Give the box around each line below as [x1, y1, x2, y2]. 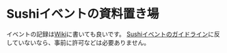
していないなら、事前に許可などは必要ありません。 [6, 38, 150, 46]
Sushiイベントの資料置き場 [6, 6, 159, 22]
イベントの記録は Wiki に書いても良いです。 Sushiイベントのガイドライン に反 [6, 30, 220, 38]
